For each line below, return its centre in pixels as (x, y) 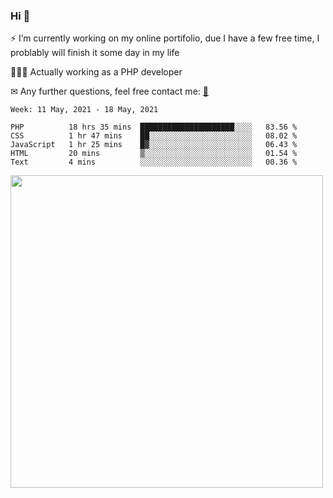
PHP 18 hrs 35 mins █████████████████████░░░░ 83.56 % (154, 127)
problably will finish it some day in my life (95, 53)
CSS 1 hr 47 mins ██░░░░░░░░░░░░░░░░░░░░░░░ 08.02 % (154, 136)
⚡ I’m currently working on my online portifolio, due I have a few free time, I (165, 38)
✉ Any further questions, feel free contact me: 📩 (109, 91)
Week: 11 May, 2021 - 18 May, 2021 (84, 110)
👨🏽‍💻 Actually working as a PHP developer (96, 72)
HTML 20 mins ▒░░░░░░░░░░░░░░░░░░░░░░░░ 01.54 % (154, 154)
